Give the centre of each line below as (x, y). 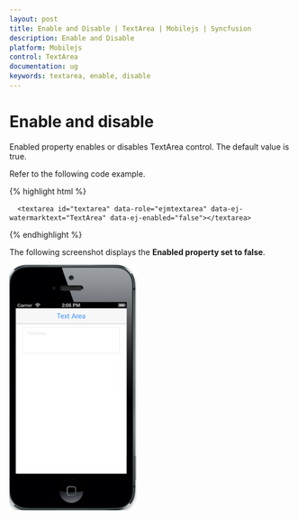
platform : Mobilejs (46, 48)
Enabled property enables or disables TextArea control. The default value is (149, 146)
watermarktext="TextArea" (58, 218)
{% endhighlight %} (46, 234)
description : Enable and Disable (72, 38)
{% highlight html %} (48, 191)
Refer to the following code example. (77, 173)
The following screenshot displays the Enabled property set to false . (137, 251)
